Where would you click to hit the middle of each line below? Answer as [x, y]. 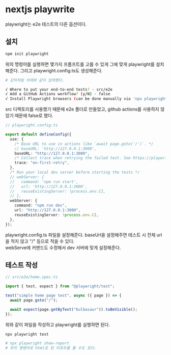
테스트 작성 [22, 265]
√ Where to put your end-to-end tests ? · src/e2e [59, 89]
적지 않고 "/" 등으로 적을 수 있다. [42, 241]
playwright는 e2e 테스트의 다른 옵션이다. [46, 24]
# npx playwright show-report [37, 343]
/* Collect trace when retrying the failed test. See [73, 158]
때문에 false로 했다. [34, 116]
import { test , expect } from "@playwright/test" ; [60, 286]
